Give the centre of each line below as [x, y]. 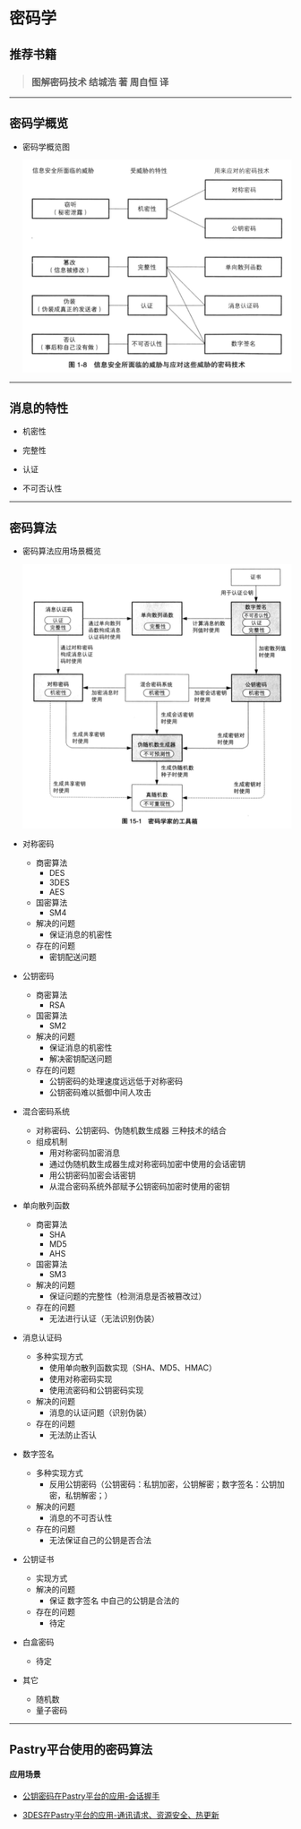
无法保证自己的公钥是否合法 [100, 1540]
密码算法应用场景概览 [61, 551]
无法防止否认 [73, 1435]
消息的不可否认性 [81, 1517]
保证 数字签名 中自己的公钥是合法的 [114, 1601]
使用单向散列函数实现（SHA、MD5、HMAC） [133, 1368]
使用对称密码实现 [81, 1378]
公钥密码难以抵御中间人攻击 [100, 1092]
